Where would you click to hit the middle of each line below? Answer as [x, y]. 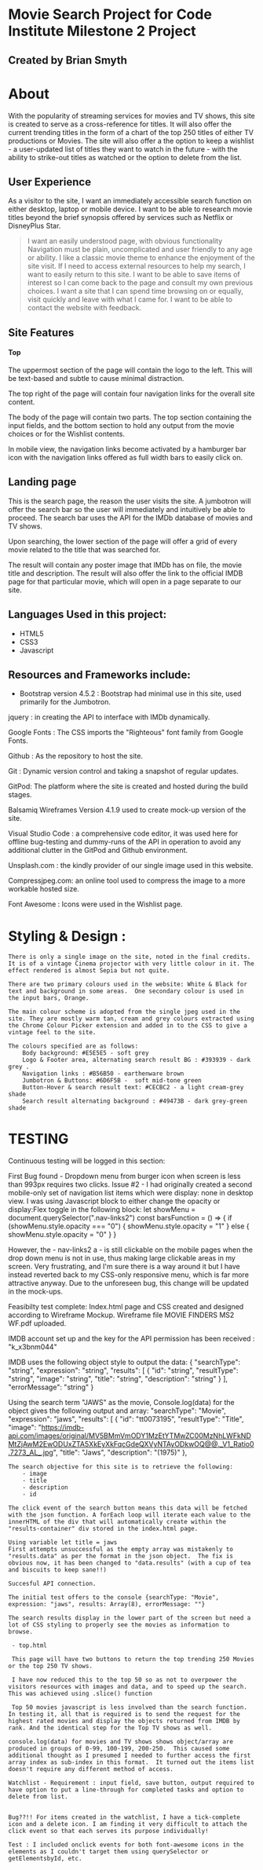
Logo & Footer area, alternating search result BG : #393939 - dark [137, 1060]
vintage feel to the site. [52, 1033]
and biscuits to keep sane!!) [58, 1570]
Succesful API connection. [52, 1584]
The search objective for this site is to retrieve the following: [121, 1467]
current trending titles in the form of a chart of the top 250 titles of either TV [131, 132]
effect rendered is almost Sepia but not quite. [89, 971]
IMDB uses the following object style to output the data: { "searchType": [124, 1362]
